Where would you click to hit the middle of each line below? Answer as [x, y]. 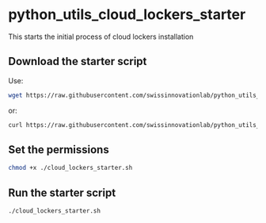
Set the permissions [59, 150]
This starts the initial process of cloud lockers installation [101, 37]
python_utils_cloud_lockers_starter [127, 15]
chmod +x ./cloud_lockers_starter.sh [70, 168]
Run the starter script [62, 192]
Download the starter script [78, 62]
